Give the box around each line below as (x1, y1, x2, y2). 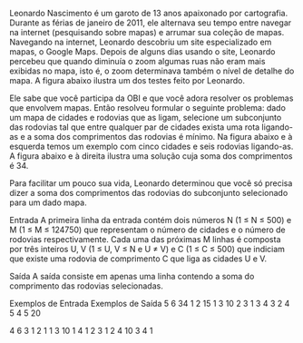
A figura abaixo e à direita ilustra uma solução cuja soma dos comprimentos (9, 151, 293, 162)
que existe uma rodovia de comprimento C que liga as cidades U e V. (9, 253, 268, 264)
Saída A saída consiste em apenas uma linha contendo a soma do (9, 271, 255, 281)
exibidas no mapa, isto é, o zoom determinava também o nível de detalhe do (9, 65, 295, 76)
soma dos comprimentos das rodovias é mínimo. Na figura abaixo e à (34, 132, 293, 142)
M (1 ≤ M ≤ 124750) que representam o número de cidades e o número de (9, 224, 286, 235)
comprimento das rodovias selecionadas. (9, 280, 163, 291)
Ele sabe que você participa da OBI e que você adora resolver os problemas (9, 93, 294, 103)
